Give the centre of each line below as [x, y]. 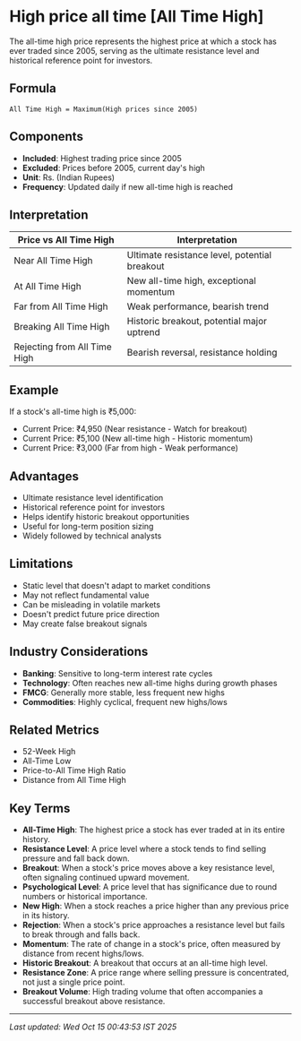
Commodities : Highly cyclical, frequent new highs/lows [125, 701]
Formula [33, 88]
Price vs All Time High [66, 240]
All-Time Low [47, 761]
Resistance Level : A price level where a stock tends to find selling [144, 849]
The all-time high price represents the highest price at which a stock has [143, 41]
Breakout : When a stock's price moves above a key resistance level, [148, 868]
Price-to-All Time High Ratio [74, 770]
